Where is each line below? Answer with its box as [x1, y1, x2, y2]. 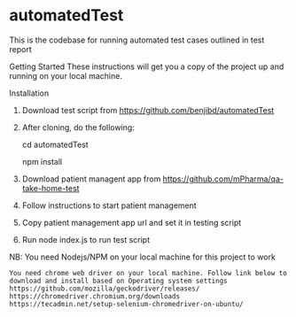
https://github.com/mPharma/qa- [162, 174, 284, 184]
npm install [21, 156, 63, 166]
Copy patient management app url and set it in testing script [21, 217, 242, 228]
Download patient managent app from [21, 174, 161, 184]
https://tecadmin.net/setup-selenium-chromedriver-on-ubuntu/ [9, 299, 244, 308]
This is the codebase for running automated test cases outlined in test [9, 35, 265, 45]
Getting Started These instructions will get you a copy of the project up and [9, 61, 284, 72]
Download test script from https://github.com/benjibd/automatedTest [21, 104, 275, 115]
